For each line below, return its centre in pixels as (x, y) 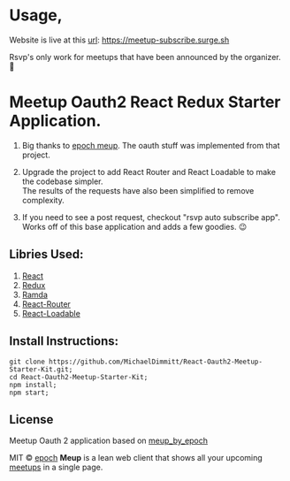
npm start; (29, 393)
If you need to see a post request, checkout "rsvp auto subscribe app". (151, 217)
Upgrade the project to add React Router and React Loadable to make (149, 172)
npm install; (33, 385)
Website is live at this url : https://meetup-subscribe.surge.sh (119, 40)
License (31, 420)
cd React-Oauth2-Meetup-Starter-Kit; (79, 377)
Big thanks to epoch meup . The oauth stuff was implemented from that (151, 145)
